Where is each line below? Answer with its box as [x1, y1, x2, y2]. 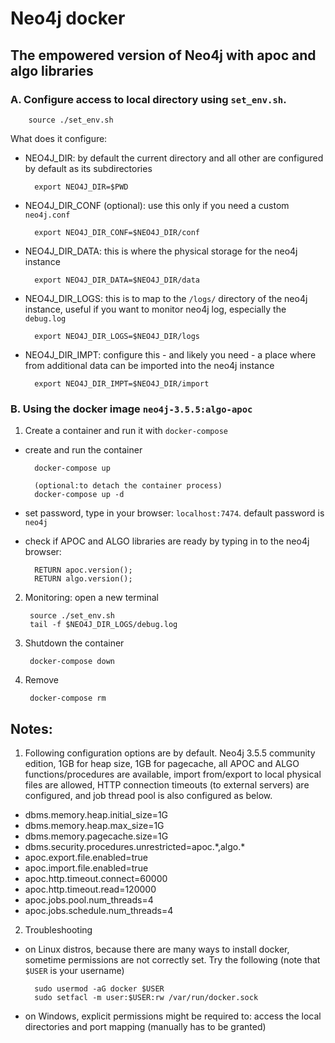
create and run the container [24, 444, 143, 456]
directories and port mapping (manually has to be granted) [24, 1020, 267, 1032]
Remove [24, 674, 59, 686]
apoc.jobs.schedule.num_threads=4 [24, 904, 174, 916]
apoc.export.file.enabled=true [24, 851, 148, 863]
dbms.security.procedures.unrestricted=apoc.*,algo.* [24, 840, 246, 852]
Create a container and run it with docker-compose [24, 425, 228, 437]
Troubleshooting [24, 923, 93, 936]
